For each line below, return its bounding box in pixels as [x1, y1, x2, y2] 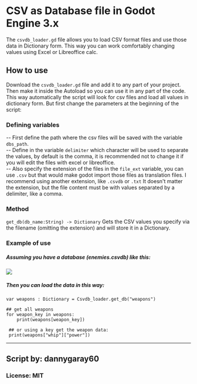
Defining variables [6, 120, 60, 129]
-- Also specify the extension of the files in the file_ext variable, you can [6, 166, 184, 173]
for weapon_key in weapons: [6, 312, 75, 318]
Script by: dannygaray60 [6, 353, 100, 363]
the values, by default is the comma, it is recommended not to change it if [6, 153, 184, 160]
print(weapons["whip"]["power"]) [8, 332, 91, 338]
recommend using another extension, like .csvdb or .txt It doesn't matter [6, 178, 183, 185]
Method [6, 204, 29, 213]
